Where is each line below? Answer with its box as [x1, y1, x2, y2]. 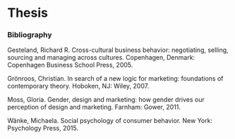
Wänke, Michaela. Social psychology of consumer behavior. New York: [7, 117, 213, 125]
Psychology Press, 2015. [7, 124, 79, 133]
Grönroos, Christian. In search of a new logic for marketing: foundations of [7, 74, 224, 83]
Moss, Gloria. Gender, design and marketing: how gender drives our [7, 95, 205, 104]
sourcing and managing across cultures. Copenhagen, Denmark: [7, 53, 195, 62]
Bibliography [7, 30, 52, 40]
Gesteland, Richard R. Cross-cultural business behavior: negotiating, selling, [7, 46, 229, 54]
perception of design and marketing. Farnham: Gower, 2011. [7, 103, 181, 112]
